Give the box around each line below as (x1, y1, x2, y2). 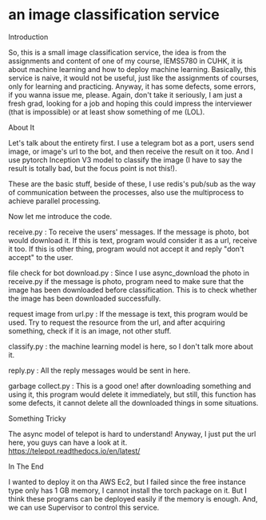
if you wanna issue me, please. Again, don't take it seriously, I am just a (8, 90, 243, 99)
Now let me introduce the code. (8, 211, 113, 221)
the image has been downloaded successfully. (8, 294, 161, 303)
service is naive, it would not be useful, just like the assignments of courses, (8, 73, 260, 82)
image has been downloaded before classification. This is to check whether (8, 285, 257, 294)
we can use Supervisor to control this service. (8, 502, 160, 512)
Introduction (8, 32, 49, 42)
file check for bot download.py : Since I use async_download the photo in (8, 268, 250, 278)
